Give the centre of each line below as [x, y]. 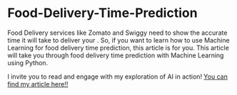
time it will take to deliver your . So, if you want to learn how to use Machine [118, 40]
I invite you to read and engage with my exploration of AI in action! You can [118, 77]
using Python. [28, 62]
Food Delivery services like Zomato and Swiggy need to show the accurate [117, 33]
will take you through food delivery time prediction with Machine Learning [116, 55]
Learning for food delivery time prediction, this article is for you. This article [118, 47]
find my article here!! [38, 84]
